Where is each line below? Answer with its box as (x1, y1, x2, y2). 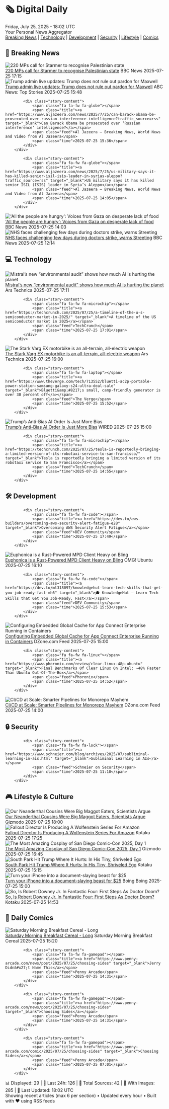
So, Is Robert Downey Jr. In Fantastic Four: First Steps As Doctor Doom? (5, 894, 155, 900)
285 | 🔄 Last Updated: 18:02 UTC (5, 1087, 74, 1093)
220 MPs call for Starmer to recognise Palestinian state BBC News (5, 67, 143, 73)
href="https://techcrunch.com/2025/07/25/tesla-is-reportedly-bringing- (5, 447, 161, 452)
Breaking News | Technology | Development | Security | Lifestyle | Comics (5, 34, 159, 40)
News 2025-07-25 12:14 (5, 240, 55, 246)
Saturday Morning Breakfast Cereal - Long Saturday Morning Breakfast (5, 932, 152, 938)
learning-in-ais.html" (5, 756, 53, 761)
